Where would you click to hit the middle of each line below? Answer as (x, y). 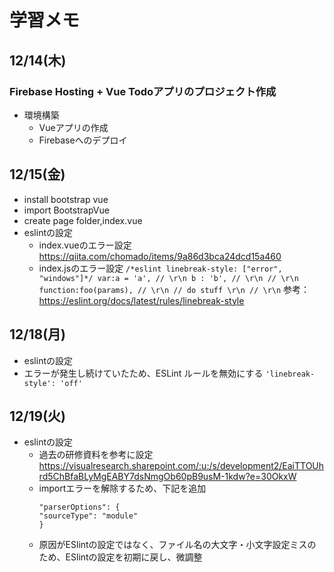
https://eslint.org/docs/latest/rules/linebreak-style (141, 300)
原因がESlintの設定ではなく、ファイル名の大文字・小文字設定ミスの (177, 545)
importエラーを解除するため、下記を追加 (122, 488)
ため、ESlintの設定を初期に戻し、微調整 (120, 557)
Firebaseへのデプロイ (83, 140)
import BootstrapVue (66, 210)
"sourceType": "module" (88, 516)
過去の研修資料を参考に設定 (96, 455)
